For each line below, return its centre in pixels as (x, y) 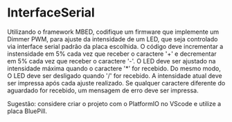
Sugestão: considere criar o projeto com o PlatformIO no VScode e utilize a (114, 103)
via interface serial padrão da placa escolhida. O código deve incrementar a (115, 46)
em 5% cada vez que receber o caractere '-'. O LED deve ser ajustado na (111, 61)
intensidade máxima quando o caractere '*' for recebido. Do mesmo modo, (114, 68)
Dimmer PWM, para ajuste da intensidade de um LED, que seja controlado (113, 39)
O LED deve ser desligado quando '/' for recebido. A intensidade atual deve (115, 75)
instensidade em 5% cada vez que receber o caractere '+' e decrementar (112, 54)
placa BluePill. (27, 111)
